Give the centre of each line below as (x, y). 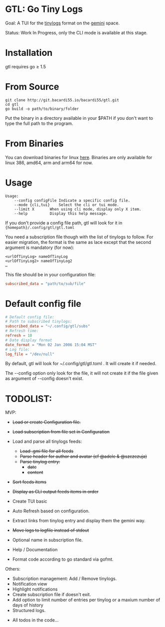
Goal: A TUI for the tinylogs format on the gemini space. (62, 23)
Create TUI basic (30, 501)
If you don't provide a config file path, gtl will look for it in (64, 222)
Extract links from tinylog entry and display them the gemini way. (79, 521)
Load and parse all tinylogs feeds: (47, 441)
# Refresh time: (22, 331)
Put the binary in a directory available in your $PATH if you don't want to (79, 118)
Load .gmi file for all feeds (47, 451)
